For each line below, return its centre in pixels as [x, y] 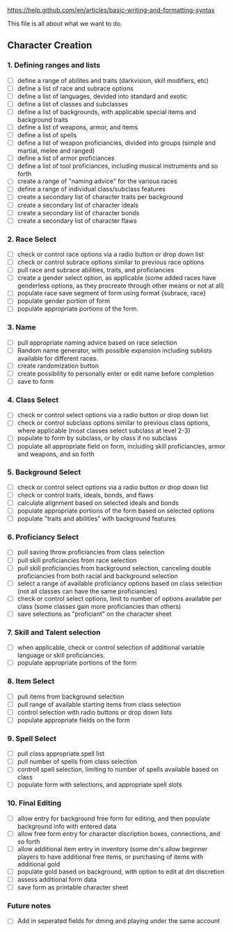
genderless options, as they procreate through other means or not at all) [121, 286]
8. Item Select [31, 681]
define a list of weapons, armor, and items [78, 127]
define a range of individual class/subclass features [91, 189]
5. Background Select [44, 472]
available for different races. [58, 358]
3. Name [22, 327]
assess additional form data [57, 879]
